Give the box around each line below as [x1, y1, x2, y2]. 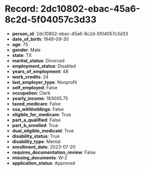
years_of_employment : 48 [12, 68, 69, 74]
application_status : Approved [12, 160, 76, 166]
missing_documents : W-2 [12, 154, 67, 160]
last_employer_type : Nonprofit [12, 79, 77, 85]
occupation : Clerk [12, 90, 51, 96]
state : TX [12, 52, 32, 58]
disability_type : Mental [12, 138, 61, 145]
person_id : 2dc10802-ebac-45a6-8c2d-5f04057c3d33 [12, 30, 128, 37]
